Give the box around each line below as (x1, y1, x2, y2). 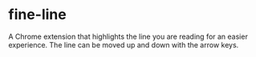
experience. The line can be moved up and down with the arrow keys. (8, 40, 239, 49)
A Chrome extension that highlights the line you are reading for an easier (8, 32, 249, 41)
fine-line (8, 6, 67, 24)
